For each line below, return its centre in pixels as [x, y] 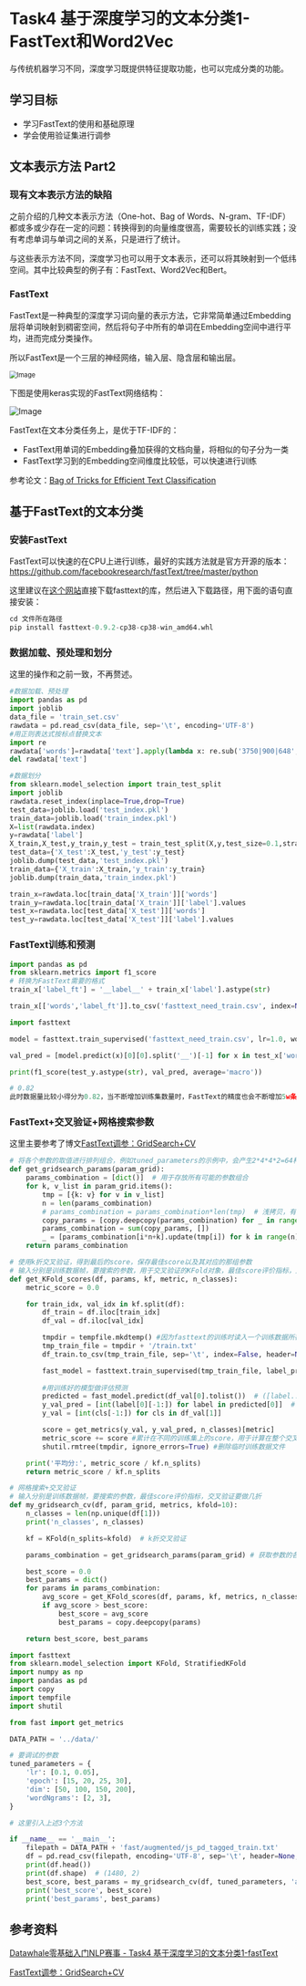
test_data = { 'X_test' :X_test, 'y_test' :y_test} [97, 853]
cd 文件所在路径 [36, 619]
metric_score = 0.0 [63, 1287]
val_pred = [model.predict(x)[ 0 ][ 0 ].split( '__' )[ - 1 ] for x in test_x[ [146, 1055]
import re [28, 743]
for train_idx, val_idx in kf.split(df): [105, 1304]
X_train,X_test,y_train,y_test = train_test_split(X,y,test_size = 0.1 [144, 844]
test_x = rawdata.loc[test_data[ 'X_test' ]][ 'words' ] [107, 911]
